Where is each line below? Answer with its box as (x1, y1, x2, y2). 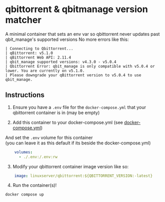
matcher (5, 14, 42, 26)
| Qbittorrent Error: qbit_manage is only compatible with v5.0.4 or (5, 64, 155, 69)
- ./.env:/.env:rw (18, 154, 58, 160)
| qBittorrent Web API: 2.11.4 (5, 55, 71, 60)
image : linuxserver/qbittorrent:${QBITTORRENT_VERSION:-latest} (14, 173, 153, 178)
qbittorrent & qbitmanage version (5, 4, 148, 15)
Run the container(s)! (12, 182, 57, 188)
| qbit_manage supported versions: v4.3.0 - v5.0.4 (5, 59, 116, 64)
